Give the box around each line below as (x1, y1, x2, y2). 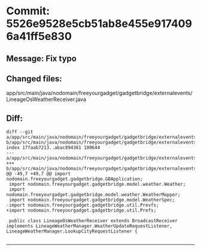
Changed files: (6, 74, 63, 84)
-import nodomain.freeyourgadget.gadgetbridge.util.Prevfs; (6, 202, 160, 209)
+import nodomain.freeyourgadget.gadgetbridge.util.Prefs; (6, 207, 157, 213)
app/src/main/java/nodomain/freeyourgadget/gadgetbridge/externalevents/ (6, 90, 193, 97)
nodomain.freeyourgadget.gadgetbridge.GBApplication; (6, 176, 144, 182)
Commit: (6, 4, 50, 18)
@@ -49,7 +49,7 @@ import (6, 171, 71, 177)
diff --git (6, 129, 33, 135)
